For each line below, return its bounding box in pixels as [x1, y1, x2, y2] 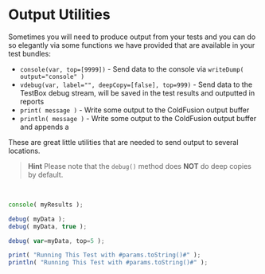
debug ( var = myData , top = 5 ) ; [8, 237, 105, 245]
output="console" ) [19, 72, 85, 80]
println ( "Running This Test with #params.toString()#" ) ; [8, 259, 208, 267]
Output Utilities [8, 6, 111, 24]
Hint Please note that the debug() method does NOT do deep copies [27, 161, 252, 170]
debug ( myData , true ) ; [8, 222, 88, 230]
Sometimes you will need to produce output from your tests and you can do [8, 32, 256, 41]
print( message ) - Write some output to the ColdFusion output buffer [19, 105, 250, 115]
